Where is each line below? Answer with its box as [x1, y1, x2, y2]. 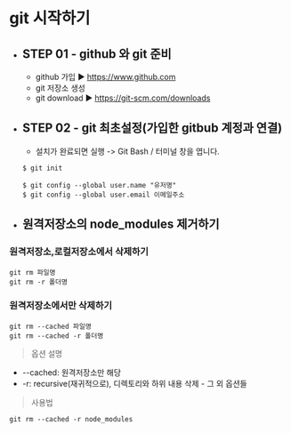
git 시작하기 [9, 8, 91, 28]
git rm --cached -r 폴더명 [9, 331, 104, 341]
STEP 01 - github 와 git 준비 [21, 46, 172, 61]
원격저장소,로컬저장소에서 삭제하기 [9, 245, 150, 258]
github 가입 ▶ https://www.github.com [35, 72, 176, 82]
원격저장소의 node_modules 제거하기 [21, 217, 220, 232]
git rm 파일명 [9, 268, 56, 277]
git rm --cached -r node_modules [9, 414, 133, 423]
